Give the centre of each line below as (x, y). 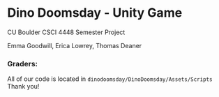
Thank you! (23, 87)
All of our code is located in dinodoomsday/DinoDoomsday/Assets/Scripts (110, 79)
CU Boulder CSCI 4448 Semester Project (66, 32)
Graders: (23, 64)
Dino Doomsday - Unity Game (95, 13)
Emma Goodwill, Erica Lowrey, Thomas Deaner (75, 45)
